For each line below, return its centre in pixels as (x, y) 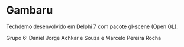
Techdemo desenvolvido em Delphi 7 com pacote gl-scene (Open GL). (92, 26)
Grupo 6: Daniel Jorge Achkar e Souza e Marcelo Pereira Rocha (84, 38)
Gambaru (30, 10)
